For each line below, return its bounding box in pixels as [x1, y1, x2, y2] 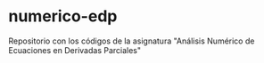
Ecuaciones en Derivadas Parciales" [8, 44, 142, 55]
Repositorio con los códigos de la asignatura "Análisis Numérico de [8, 35, 255, 46]
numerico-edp [8, 6, 118, 27]
